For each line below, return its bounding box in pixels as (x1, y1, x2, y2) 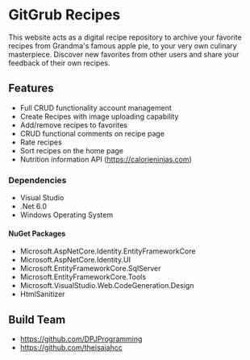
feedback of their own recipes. (8, 58, 110, 68)
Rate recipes (19, 137, 62, 147)
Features (8, 82, 54, 95)
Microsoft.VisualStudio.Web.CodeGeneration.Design (19, 281, 194, 291)
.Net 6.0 (19, 202, 47, 211)
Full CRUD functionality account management (19, 103, 172, 112)
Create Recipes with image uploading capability (19, 111, 179, 121)
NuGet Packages (8, 228, 66, 238)
